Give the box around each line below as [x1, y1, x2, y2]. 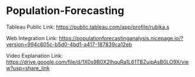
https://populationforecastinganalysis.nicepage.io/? [58, 34, 184, 41]
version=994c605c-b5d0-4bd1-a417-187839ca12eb [6, 41, 132, 48]
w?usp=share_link [6, 64, 50, 71]
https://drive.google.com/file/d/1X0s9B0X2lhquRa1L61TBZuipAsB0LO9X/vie [6, 58, 189, 65]
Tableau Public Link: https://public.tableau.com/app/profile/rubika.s [6, 23, 170, 30]
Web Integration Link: [6, 34, 58, 41]
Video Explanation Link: [6, 52, 63, 59]
